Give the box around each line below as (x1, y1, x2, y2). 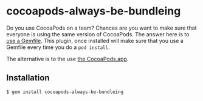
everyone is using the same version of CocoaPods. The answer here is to (6, 30, 190, 37)
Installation (6, 73, 50, 83)
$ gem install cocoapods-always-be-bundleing (6, 89, 123, 95)
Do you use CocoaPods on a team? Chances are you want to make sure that (6, 24, 197, 31)
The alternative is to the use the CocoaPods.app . (6, 55, 129, 62)
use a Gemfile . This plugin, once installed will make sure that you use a (6, 37, 184, 44)
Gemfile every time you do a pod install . (6, 44, 110, 51)
